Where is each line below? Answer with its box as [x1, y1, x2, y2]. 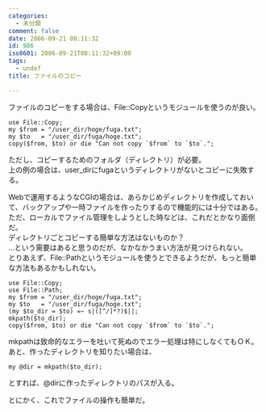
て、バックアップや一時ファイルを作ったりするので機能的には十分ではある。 [8, 202, 263, 212]
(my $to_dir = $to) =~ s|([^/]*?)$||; [8, 307, 139, 315]
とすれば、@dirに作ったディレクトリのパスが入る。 [8, 377, 179, 388]
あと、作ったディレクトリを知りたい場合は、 [8, 347, 156, 356]
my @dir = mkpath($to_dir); [8, 363, 103, 371]
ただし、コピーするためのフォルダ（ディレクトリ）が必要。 [8, 154, 206, 164]
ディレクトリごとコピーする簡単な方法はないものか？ [8, 232, 185, 242]
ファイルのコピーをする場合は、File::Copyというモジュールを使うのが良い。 [8, 102, 260, 111]
